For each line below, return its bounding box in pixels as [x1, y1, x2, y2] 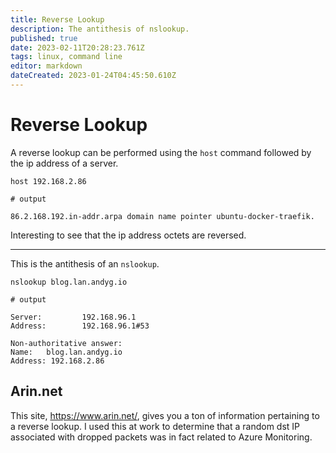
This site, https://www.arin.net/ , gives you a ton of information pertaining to [10, 409, 320, 421]
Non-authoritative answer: [10, 338, 123, 348]
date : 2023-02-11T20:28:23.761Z [10, 42, 145, 53]
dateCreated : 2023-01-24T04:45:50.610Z [10, 71, 177, 81]
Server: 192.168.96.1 [10, 312, 137, 322]
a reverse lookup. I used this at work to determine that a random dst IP [10, 420, 301, 432]
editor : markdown [10, 61, 83, 71]
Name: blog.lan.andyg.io [10, 347, 123, 357]
